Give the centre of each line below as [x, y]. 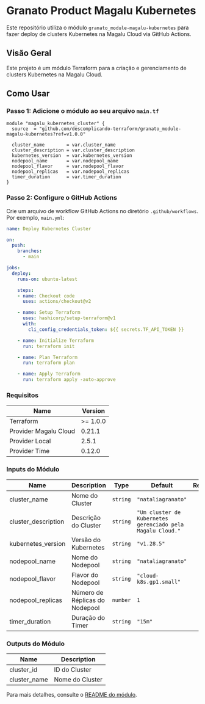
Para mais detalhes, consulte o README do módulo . [72, 695]
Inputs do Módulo [33, 470]
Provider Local [30, 441]
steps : [26, 290]
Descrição [86, 518]
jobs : [13, 268]
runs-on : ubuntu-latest [48, 279]
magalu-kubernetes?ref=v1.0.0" [46, 134]
